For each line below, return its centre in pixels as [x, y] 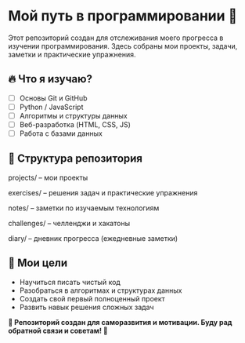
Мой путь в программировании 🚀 [123, 16]
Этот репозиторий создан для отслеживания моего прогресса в [116, 38]
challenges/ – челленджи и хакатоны [69, 223]
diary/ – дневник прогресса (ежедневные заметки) [93, 238]
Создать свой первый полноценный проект [92, 298]
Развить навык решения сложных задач [86, 307]
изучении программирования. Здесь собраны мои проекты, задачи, [123, 46]
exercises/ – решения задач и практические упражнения [103, 192]
